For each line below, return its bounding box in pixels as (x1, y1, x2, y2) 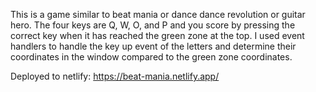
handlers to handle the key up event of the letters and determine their (10, 40, 297, 52)
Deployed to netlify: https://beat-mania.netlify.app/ (10, 70, 220, 82)
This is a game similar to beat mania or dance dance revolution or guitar (10, 9, 306, 20)
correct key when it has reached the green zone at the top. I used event (10, 30, 305, 41)
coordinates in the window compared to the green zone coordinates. (10, 51, 293, 63)
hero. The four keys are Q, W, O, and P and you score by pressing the (10, 19, 296, 31)
